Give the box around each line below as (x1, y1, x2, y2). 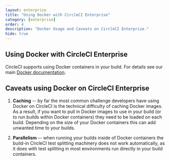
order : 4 (5, 21, 24, 27)
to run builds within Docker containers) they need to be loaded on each (12, 113, 162, 120)
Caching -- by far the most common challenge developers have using (12, 98, 159, 104)
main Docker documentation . (5, 69, 66, 75)
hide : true (5, 31, 29, 36)
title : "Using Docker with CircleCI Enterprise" (5, 12, 110, 17)
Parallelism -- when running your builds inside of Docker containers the (12, 134, 164, 141)
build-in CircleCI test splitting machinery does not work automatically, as (12, 140, 165, 146)
